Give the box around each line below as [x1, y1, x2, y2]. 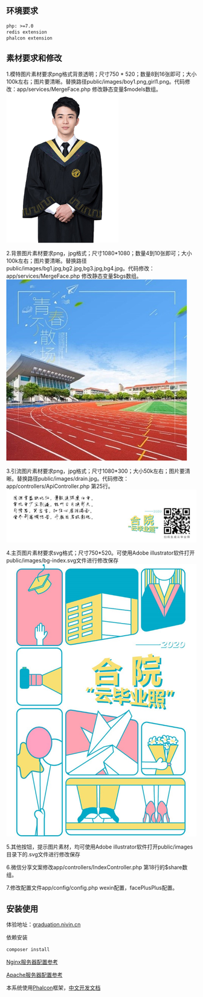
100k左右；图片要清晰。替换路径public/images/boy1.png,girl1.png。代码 [6, 78, 185, 85]
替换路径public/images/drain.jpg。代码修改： [16, 475, 129, 482]
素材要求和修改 [6, 53, 62, 64]
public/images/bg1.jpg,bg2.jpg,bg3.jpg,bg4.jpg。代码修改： [6, 264, 155, 272]
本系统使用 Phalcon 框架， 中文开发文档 [6, 984, 101, 991]
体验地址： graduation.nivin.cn [6, 921, 81, 928]
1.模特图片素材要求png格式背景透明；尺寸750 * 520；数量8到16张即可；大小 [6, 70, 197, 78]
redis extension [6, 29, 47, 35]
